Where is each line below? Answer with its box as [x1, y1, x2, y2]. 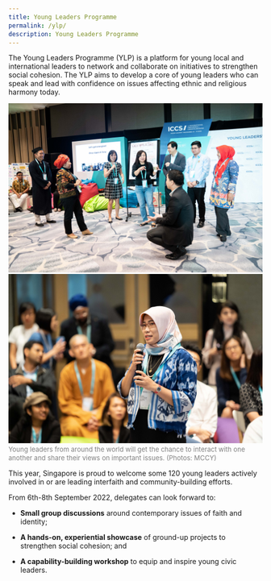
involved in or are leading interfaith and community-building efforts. [8, 476, 233, 487]
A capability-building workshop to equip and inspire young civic [19, 556, 237, 566]
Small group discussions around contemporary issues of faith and [19, 508, 242, 517]
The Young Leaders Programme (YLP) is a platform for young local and [8, 53, 244, 63]
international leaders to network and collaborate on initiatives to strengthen [8, 61, 258, 72]
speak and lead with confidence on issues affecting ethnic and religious [8, 79, 248, 89]
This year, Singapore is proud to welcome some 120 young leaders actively [8, 468, 258, 478]
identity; [19, 517, 48, 526]
